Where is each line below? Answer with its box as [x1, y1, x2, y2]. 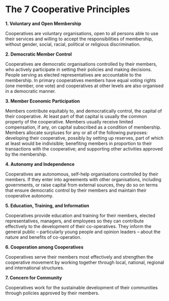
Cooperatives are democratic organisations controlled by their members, [5, 61, 157, 67]
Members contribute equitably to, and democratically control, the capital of [5, 108, 162, 114]
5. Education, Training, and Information [5, 203, 90, 209]
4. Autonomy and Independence [5, 161, 75, 167]
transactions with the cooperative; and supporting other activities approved [5, 145, 163, 152]
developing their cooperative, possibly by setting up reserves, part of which [5, 135, 164, 141]
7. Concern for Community [5, 274, 62, 281]
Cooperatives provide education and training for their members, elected [5, 212, 156, 218]
